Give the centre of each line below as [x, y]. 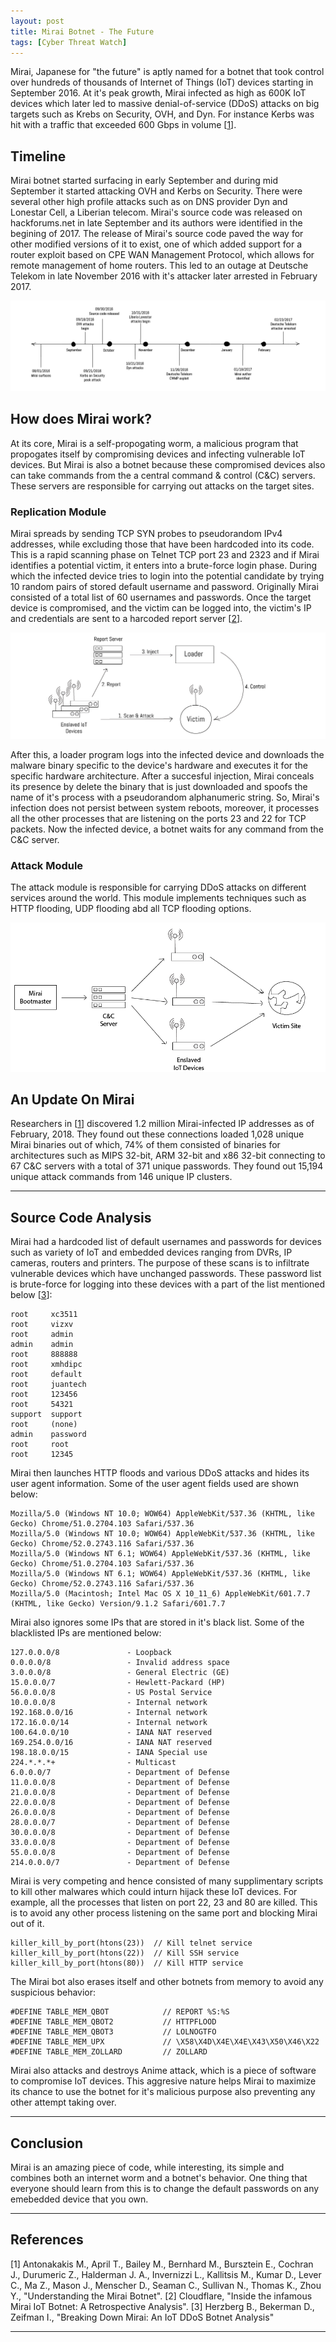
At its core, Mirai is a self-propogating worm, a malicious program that [154, 443]
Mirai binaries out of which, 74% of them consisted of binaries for [145, 1145]
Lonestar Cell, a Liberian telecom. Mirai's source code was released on [156, 212]
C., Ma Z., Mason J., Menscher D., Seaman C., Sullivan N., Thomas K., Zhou [166, 2285]
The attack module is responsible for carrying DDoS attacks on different [158, 887]
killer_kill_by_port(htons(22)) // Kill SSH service [125, 1953]
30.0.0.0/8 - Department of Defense [120, 1833]
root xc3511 [44, 1315]
